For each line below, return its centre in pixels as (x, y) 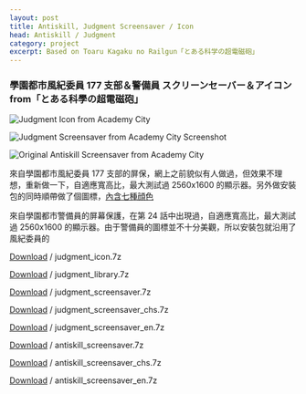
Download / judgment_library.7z (69, 275)
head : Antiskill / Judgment (63, 35)
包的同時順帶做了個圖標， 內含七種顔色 (81, 196)
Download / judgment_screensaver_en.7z (87, 327)
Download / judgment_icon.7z (65, 257)
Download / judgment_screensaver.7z (80, 292)
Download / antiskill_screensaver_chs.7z (85, 363)
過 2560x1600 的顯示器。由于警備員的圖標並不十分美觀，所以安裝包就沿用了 (153, 227)
